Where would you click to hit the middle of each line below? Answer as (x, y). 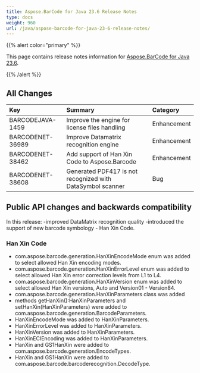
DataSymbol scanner (96, 186)
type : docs (20, 17)
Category (166, 110)
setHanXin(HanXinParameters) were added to (71, 307)
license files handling (96, 127)
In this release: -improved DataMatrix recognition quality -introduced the (95, 221)
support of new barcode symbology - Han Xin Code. (71, 228)
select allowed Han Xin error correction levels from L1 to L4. (88, 275)
